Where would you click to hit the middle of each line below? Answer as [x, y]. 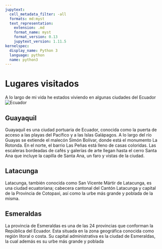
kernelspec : [17, 46]
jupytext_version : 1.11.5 [40, 42]
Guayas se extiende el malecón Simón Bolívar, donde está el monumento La [81, 140]
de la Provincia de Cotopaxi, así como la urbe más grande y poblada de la [79, 193]
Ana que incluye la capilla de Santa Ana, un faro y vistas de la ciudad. [75, 156]
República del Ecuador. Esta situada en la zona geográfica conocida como [80, 231]
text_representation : [31, 23]
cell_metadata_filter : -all [38, 14]
